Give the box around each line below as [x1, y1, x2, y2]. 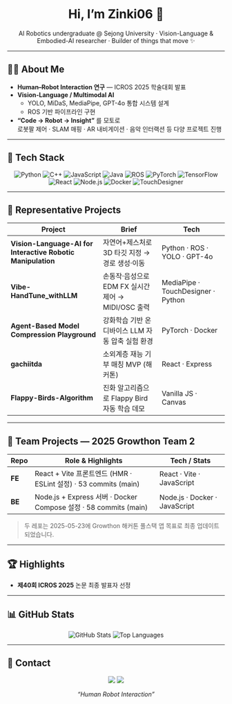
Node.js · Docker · [159, 493, 217, 502]
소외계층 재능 [102, 349, 144, 359]
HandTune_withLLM [10, 291, 78, 301]
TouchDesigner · [162, 287, 215, 297]
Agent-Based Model [10, 322, 79, 331]
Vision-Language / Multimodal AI [17, 90, 115, 99]
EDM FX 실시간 [102, 282, 151, 292]
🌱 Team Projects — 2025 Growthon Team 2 [7, 435, 195, 447]
